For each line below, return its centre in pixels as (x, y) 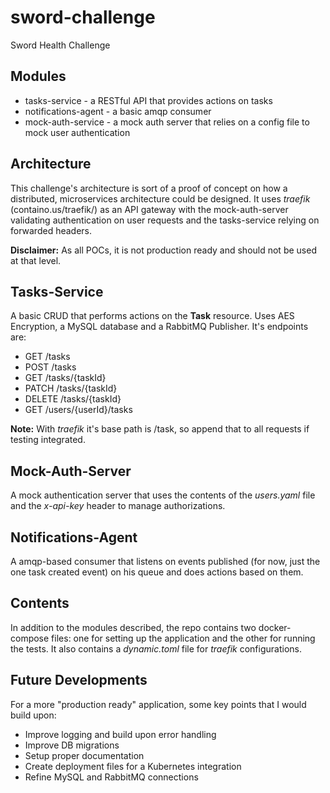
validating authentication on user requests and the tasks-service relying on (165, 220)
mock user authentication (77, 132)
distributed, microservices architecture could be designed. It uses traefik (160, 198)
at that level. (36, 260)
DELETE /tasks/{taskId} (73, 399)
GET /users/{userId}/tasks (78, 410)
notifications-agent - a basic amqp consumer (118, 111)
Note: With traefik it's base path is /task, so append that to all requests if (160, 429)
